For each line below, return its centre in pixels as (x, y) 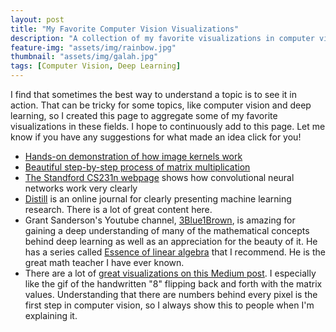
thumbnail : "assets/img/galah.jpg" (84, 57)
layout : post (37, 19)
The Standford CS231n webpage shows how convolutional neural (159, 177)
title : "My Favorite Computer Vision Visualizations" (125, 29)
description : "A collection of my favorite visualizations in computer (162, 38)
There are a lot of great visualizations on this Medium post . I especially (170, 273)
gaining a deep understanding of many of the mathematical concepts (167, 230)
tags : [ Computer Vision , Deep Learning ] (96, 66)
